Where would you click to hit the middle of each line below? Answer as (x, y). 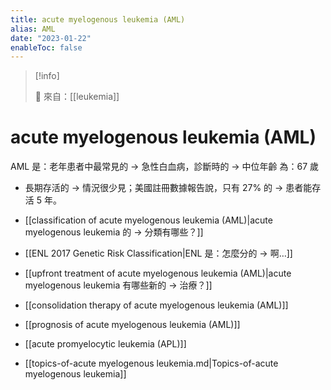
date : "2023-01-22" (51, 38)
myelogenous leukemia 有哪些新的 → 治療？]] (118, 285)
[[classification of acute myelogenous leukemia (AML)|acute (148, 220)
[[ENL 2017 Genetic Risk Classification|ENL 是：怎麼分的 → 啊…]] (158, 253)
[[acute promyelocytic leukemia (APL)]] (105, 344)
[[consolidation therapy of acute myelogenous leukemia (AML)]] (156, 305)
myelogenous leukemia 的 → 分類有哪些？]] (114, 232)
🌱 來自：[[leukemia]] (77, 97)
